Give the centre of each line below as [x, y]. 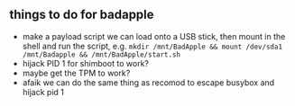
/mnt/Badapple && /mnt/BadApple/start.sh [101, 54]
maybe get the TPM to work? [76, 73]
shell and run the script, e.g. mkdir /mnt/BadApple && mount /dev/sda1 [152, 46]
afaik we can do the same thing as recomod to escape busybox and [148, 82]
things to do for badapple [82, 15]
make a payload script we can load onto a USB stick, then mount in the [154, 36]
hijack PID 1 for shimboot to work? [85, 63]
